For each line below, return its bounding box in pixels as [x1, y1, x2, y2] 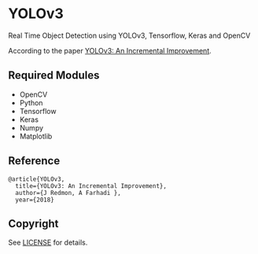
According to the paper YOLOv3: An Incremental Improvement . [8, 46, 212, 55]
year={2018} [15, 196, 55, 204]
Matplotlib [19, 131, 53, 141]
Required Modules [8, 68, 100, 83]
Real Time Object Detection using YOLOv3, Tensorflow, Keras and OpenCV [8, 31, 251, 40]
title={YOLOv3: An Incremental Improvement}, [15, 182, 168, 190]
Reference [8, 154, 61, 167]
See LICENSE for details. [8, 237, 88, 248]
